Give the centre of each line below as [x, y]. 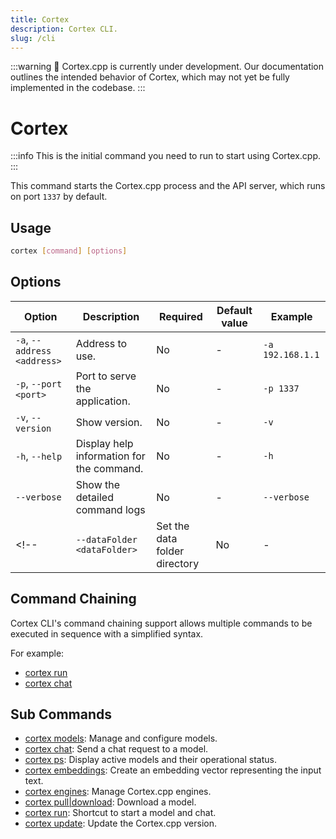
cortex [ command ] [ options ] [69, 251]
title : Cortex [40, 19]
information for [110, 456]
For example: [37, 653]
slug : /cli [33, 38]
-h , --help [39, 456]
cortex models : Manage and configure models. [121, 738]
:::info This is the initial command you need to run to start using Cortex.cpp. [165, 156]
